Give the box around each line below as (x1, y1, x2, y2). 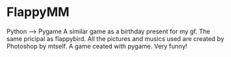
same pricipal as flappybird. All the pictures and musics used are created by (6, 34, 225, 42)
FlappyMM (6, 4, 70, 20)
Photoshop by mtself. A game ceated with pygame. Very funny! (6, 42, 188, 50)
